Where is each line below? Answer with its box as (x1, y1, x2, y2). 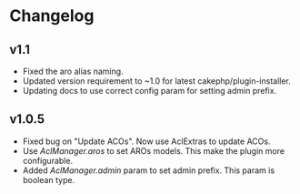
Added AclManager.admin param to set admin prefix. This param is (22, 165, 275, 176)
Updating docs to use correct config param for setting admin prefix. (22, 86, 277, 96)
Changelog (9, 5, 95, 26)
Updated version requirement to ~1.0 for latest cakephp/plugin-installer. (22, 76, 291, 87)
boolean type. (22, 174, 75, 185)
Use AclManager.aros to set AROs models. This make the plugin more (22, 145, 285, 156)
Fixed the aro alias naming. (22, 66, 125, 77)
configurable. (22, 155, 74, 166)
